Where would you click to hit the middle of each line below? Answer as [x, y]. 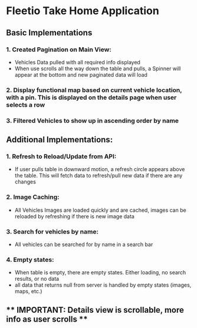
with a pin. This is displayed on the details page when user [91, 97]
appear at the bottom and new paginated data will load [81, 74]
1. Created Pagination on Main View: [59, 50]
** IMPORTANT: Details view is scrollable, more [95, 310]
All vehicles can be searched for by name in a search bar [84, 244]
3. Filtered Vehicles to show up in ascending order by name [92, 120]
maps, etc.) [28, 291]
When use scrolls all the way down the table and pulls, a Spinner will [98, 68]
